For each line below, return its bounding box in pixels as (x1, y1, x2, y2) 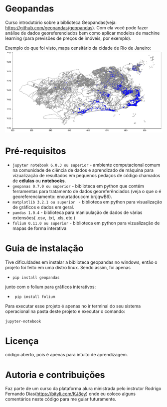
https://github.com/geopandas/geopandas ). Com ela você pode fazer (5, 24, 149, 30)
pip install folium (14, 294, 55, 299)
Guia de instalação (5, 242, 84, 254)
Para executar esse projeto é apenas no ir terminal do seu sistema (5, 303, 141, 309)
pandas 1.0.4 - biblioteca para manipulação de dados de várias (12, 209, 143, 215)
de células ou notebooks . (12, 178, 66, 184)
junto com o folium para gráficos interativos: (5, 284, 96, 290)
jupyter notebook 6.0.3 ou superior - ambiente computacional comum (12, 162, 161, 168)
